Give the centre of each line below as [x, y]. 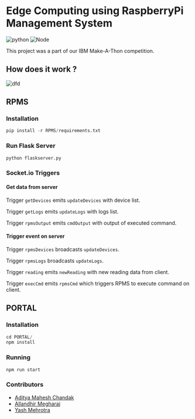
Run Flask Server [31, 146]
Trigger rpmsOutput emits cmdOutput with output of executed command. [91, 223]
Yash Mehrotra [32, 410]
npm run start [23, 370]
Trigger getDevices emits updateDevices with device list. [73, 200]
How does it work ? [42, 70]
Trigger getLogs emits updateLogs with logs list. [62, 211]
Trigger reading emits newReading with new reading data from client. [88, 272]
